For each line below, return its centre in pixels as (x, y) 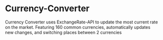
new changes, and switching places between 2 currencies (63, 32)
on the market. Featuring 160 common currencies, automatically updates (78, 27)
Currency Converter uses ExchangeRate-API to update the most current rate (81, 22)
